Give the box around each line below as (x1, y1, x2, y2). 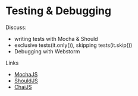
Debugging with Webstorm (14, 47, 80, 55)
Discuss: (5, 24, 27, 31)
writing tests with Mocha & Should (14, 35, 99, 42)
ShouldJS (14, 77, 38, 84)
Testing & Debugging (5, 4, 111, 18)
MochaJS (14, 71, 38, 78)
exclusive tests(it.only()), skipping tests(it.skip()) (14, 41, 133, 49)
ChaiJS (14, 83, 32, 90)
